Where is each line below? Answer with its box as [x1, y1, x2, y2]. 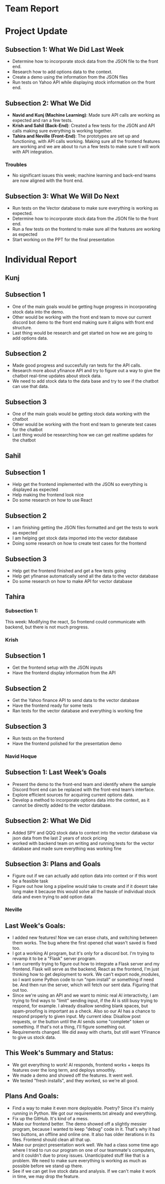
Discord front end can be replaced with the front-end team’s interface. [12, 787, 155, 792]
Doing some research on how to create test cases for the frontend [12, 540, 147, 546]
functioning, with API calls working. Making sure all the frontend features [12, 138, 160, 144]
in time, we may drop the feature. [12, 1173, 80, 1179]
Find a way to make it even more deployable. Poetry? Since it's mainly [12, 1105, 154, 1111]
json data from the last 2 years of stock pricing [12, 835, 107, 841]
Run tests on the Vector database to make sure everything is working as [12, 205, 159, 211]
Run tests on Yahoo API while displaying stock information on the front [12, 80, 155, 86]
